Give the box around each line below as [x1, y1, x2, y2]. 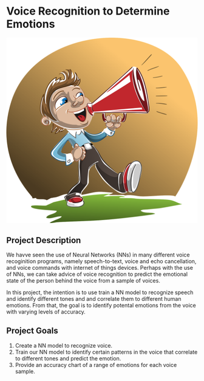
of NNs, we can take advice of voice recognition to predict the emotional [6, 270, 188, 278]
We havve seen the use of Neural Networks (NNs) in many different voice [6, 251, 190, 258]
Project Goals [6, 326, 59, 336]
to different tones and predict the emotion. [15, 354, 121, 362]
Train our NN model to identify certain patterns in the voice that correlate [15, 348, 198, 355]
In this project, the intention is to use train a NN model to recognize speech [6, 289, 194, 296]
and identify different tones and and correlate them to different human [6, 295, 182, 302]
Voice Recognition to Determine [6, 4, 170, 18]
